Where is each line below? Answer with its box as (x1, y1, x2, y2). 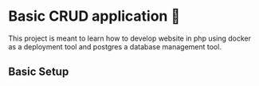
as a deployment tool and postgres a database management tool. (8, 41, 222, 51)
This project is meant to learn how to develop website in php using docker (8, 33, 252, 43)
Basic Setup (8, 65, 69, 79)
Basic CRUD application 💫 (8, 7, 181, 25)
